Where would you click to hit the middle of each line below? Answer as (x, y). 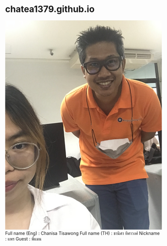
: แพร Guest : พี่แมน (23, 239)
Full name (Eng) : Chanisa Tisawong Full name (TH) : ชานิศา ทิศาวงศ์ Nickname (83, 234)
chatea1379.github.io (50, 9)
